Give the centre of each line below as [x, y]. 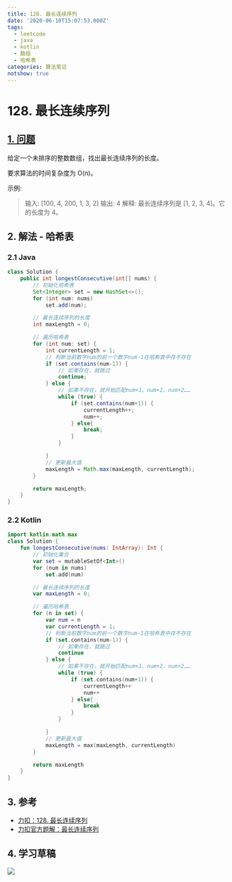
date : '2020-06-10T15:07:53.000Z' [59, 21]
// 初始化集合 [51, 555]
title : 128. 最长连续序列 [43, 14]
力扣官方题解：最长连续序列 [58, 829]
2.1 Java [22, 257]
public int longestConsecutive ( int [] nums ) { [89, 279]
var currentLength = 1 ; [80, 627]
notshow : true [28, 73]
